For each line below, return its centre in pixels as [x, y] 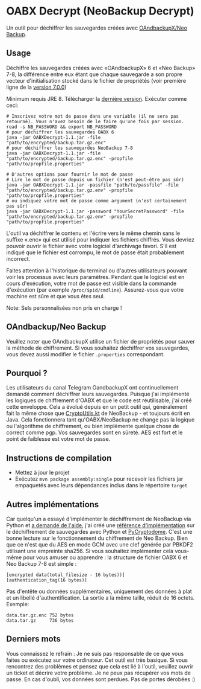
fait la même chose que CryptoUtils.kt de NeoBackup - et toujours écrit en [98, 413]
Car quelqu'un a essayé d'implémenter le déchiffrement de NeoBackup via [99, 519]
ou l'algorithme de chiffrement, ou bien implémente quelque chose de [93, 426]
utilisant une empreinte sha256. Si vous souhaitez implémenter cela [90, 551]
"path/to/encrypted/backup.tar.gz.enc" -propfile [70, 158]
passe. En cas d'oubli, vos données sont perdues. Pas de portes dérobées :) [101, 679]
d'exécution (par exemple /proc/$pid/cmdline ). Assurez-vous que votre [95, 290]
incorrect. [18, 258]
